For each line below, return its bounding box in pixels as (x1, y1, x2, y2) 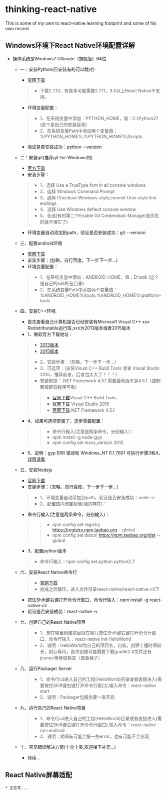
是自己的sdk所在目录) (39, 280, 84, 286)
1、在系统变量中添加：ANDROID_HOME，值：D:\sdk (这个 (39, 274, 159, 280)
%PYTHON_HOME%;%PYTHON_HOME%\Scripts (39, 133, 142, 139)
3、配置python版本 (27, 547, 66, 553)
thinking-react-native (5, 4, 97, 15)
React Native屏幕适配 (5, 771, 72, 779)
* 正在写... (5, 785, 28, 790)
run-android (39, 727, 65, 733)
